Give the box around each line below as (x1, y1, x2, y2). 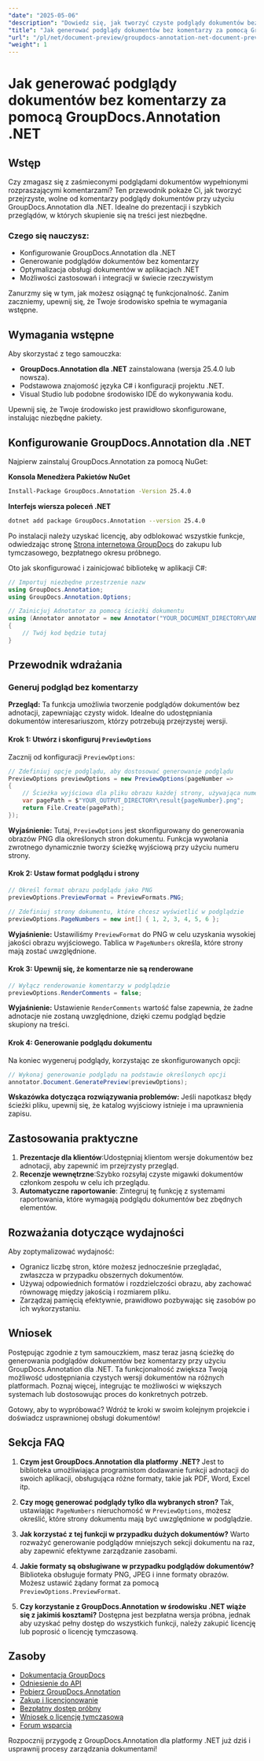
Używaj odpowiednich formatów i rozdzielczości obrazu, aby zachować (19, 1279, 252, 1288)
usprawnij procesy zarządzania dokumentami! (8, 1744, 158, 1754)
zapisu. (8, 1109, 32, 1119)
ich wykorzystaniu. (19, 1304, 81, 1313)
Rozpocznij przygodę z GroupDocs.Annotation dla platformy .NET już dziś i (8, 1736, 251, 1745)
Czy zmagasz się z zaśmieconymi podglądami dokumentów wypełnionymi (8, 177, 249, 187)
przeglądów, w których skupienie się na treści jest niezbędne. (8, 210, 207, 221)
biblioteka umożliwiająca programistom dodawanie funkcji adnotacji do (19, 1465, 250, 1474)
